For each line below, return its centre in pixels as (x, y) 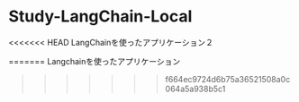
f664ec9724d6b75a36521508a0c (228, 79)
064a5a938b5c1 (195, 89)
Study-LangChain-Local (100, 17)
